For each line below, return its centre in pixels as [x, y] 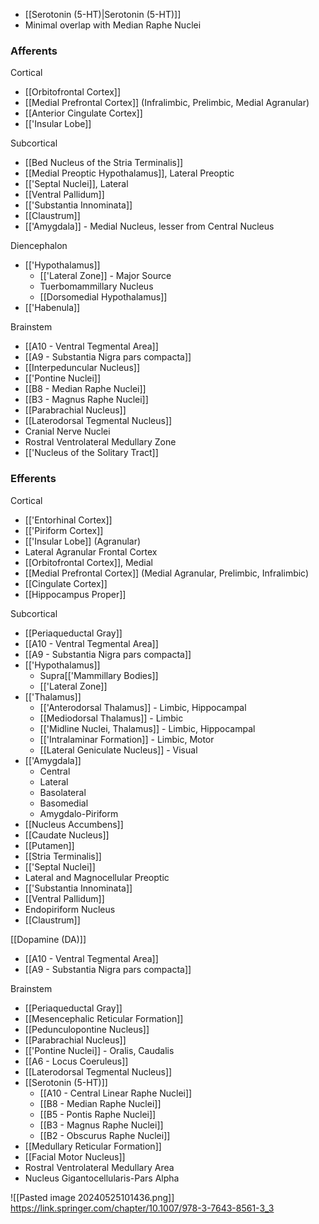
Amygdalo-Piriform [79, 813]
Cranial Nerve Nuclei [67, 431]
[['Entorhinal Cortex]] [68, 520]
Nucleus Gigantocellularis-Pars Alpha [102, 1178]
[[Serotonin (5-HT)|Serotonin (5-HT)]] [103, 14]
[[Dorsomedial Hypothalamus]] [103, 297]
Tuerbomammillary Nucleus [96, 286]
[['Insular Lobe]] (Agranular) [83, 541]
